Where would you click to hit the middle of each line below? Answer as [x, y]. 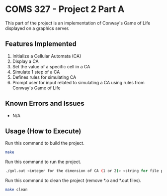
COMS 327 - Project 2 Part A [65, 9]
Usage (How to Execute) [43, 131]
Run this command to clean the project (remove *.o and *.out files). [73, 181]
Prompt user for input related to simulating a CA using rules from [79, 82]
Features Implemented [41, 44]
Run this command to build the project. [45, 143]
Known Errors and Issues [45, 103]
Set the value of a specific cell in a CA [51, 66]
